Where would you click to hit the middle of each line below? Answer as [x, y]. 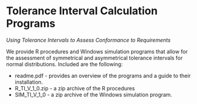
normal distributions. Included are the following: [64, 64]
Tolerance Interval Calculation [82, 11]
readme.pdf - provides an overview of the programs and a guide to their [103, 75]
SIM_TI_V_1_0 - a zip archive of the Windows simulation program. [93, 94]
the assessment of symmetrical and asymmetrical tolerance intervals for [94, 58]
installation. [29, 82]
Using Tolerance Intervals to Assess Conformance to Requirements [88, 40]
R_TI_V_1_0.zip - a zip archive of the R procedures [75, 88]
